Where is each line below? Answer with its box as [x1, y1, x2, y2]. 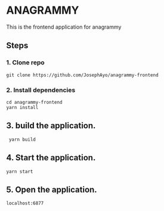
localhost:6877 [6, 200, 44, 206]
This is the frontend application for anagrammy [6, 23, 122, 30]
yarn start [6, 168, 33, 175]
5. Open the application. [6, 184, 97, 194]
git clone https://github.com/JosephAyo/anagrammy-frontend [6, 72, 159, 78]
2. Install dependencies [6, 86, 76, 94]
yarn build [8, 136, 36, 142]
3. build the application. [6, 120, 96, 131]
